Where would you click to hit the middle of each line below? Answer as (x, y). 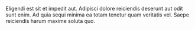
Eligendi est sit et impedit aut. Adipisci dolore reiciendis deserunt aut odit (94, 9)
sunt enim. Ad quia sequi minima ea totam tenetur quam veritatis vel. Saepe (97, 15)
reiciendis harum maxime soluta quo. (51, 21)
